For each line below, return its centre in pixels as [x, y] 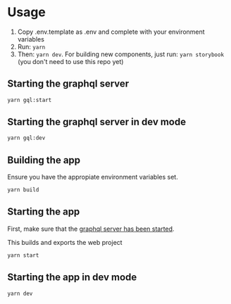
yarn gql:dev [26, 138]
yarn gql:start [30, 100]
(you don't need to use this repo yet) [70, 61]
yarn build [23, 190]
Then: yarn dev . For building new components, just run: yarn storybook [120, 54]
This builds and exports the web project [65, 242]
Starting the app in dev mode [72, 278]
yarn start [23, 255]
